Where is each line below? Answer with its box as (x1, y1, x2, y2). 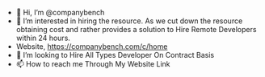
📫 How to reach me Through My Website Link (15, 59, 171, 68)
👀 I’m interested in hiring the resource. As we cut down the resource (15, 16, 243, 26)
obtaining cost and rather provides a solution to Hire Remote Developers (15, 25, 257, 34)
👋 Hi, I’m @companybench (15, 8, 105, 17)
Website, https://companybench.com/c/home (15, 42, 168, 51)
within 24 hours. (15, 33, 71, 43)
